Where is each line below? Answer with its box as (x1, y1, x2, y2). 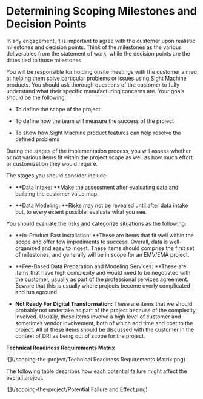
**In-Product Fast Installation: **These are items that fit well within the (15, 231, 194, 239)
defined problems (15, 135, 59, 143)
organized (15, 244, 41, 252)
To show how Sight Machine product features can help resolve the (15, 129, 181, 136)
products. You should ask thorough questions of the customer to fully (6, 81, 180, 88)
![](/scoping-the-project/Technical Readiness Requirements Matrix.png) (6, 355, 186, 363)
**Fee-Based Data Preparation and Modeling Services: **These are (15, 262, 187, 270)
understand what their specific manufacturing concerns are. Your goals (6, 87, 185, 94)
